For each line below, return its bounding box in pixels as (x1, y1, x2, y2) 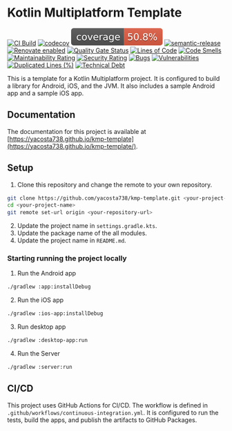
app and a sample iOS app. (7, 88, 84, 97)
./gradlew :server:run (7, 364, 72, 371)
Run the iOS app (17, 296, 64, 305)
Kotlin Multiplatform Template (7, 5, 182, 21)
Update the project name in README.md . (17, 236, 126, 245)
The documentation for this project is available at (7, 127, 146, 135)
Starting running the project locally (7, 253, 127, 263)
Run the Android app (17, 269, 77, 278)
